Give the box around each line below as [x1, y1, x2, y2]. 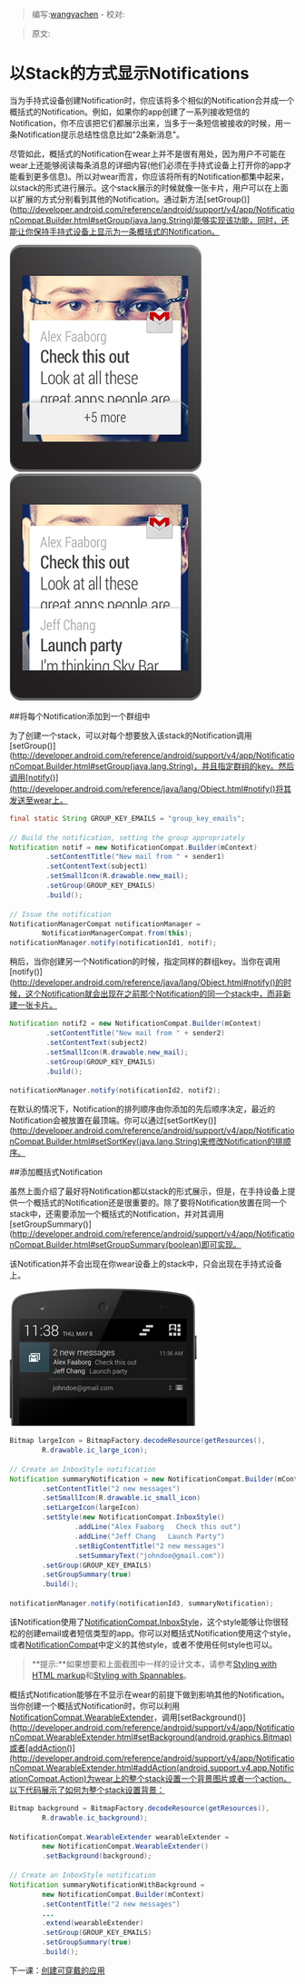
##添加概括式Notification [9, 1167, 103, 1178]
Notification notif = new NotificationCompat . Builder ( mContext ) [9, 843, 258, 852]
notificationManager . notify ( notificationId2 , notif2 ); [9, 1086, 221, 1095]
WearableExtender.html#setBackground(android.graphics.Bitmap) [45, 1732, 292, 1742]
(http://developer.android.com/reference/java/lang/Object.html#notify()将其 [9, 783, 292, 794]
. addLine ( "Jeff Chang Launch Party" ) [74, 1532, 225, 1541]
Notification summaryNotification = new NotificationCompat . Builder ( [9, 1475, 279, 1484]
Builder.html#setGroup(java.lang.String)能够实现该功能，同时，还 [45, 214, 290, 225]
